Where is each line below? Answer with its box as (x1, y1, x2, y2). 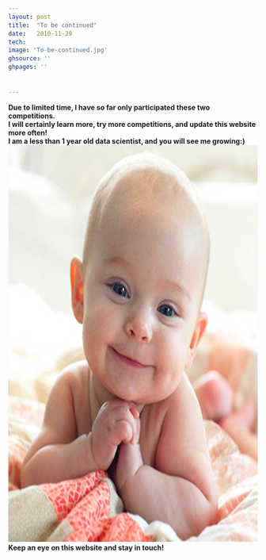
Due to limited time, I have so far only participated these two (8, 102, 211, 112)
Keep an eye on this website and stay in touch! (8, 543, 165, 552)
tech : (8, 38, 26, 46)
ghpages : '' (8, 63, 47, 71)
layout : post (8, 13, 51, 21)
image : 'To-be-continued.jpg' (8, 46, 108, 55)
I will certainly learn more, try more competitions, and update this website (8, 119, 256, 128)
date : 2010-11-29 (8, 29, 73, 37)
